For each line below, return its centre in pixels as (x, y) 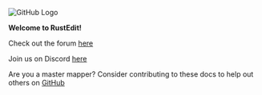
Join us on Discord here (48, 59)
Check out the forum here (51, 43)
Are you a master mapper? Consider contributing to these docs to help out (131, 74)
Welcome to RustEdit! (45, 28)
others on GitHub (37, 83)
